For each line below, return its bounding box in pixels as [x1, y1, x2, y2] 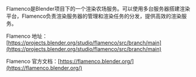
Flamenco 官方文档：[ [6, 58, 60, 65]
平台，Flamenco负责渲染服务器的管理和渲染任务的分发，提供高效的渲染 [6, 12, 182, 20]
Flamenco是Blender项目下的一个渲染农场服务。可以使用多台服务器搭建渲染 [6, 5, 191, 12]
